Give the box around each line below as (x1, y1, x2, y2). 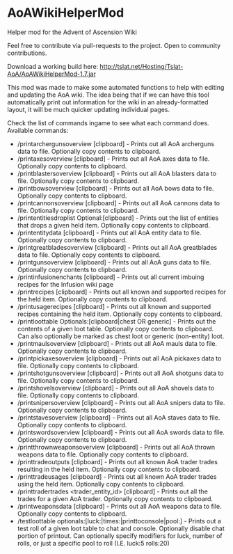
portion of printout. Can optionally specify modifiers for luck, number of (17, 531, 223, 540)
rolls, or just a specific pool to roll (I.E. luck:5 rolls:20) (17, 539, 170, 547)
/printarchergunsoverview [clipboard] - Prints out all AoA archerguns (17, 139, 214, 148)
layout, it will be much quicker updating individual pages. (7, 105, 170, 113)
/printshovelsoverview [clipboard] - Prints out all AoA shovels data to (17, 383, 215, 392)
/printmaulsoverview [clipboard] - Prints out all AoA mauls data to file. (17, 339, 218, 347)
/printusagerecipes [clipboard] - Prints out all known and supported (17, 302, 211, 310)
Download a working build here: (7, 62, 99, 70)
